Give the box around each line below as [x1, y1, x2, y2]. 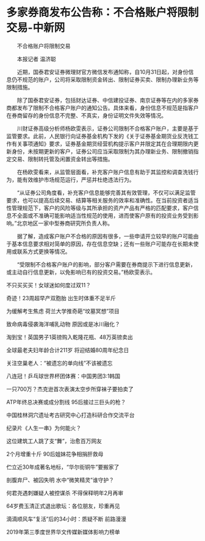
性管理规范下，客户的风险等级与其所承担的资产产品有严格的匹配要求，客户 [6, 204, 193, 212]
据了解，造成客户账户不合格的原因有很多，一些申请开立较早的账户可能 [16, 232, 193, 240]
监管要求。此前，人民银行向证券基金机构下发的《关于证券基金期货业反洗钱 [6, 132, 193, 139]
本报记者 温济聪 [16, 55, 56, 62]
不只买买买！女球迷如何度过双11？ [6, 281, 92, 289]
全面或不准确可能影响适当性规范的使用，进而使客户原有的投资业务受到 [16, 212, 193, 219]
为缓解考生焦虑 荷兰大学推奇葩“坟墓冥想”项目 [6, 307, 120, 315]
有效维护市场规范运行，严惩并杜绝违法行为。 [22, 175, 135, 183]
